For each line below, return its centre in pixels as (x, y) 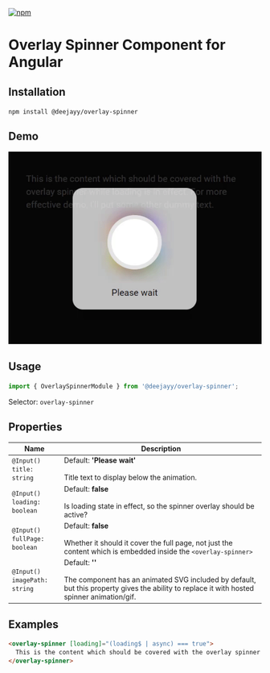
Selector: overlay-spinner (51, 401)
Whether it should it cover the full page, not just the (148, 542)
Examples (33, 624)
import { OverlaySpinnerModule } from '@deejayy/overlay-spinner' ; (124, 386)
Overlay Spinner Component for (117, 45)
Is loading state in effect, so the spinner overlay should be (159, 506)
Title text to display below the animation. (131, 478)
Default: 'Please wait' (100, 460)
